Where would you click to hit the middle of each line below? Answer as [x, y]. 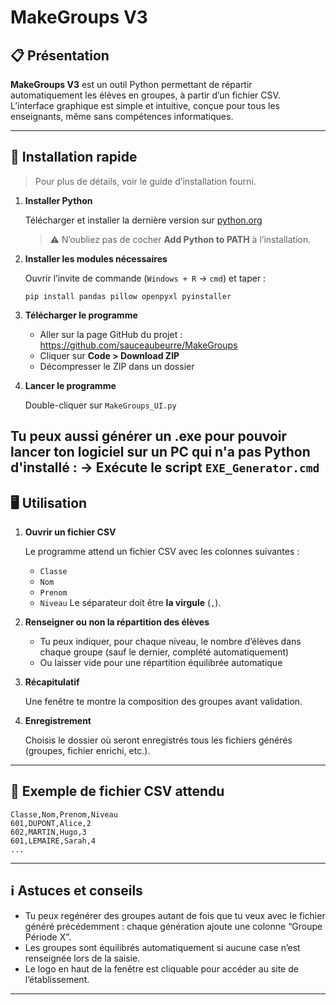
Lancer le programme [70, 385]
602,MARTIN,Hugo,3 [48, 832]
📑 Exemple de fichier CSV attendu [117, 791]
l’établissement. [57, 979]
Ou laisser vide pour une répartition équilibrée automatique [161, 663]
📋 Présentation [60, 55]
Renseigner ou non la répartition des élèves [117, 622]
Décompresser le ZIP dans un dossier [117, 366]
